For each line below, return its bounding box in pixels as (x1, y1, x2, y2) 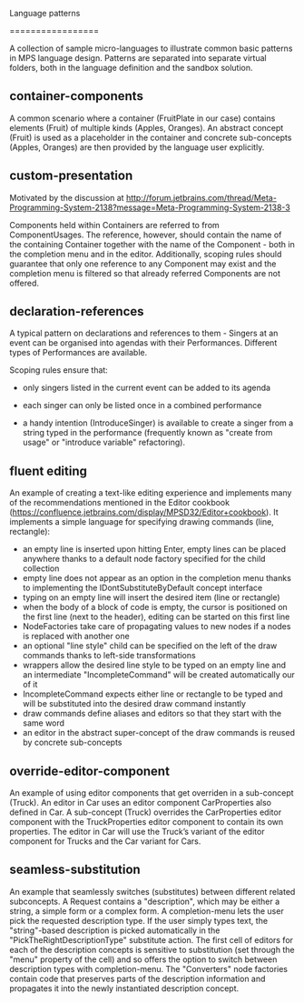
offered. (9, 277, 39, 288)
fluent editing (9, 463, 88, 478)
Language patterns (9, 8, 81, 18)
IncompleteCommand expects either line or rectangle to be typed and (22, 688, 283, 699)
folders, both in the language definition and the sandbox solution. (9, 63, 253, 73)
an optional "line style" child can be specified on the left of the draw (22, 640, 278, 651)
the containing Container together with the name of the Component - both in (9, 238, 295, 249)
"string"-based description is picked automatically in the (9, 925, 221, 936)
